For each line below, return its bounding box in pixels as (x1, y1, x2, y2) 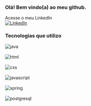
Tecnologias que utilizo (5, 32, 62, 39)
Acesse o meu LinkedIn (5, 15, 52, 21)
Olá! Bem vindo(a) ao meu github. (5, 4, 87, 11)
